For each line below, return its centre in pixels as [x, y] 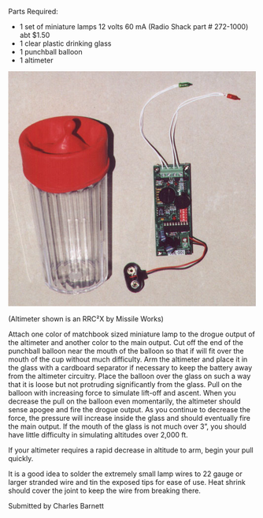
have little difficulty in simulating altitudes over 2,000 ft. [98, 435]
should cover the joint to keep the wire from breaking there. [104, 490]
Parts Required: [33, 11]
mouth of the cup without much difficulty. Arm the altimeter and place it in [128, 359]
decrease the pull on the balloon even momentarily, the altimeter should [124, 401]
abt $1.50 [35, 35]
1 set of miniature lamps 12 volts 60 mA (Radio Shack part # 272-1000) [134, 26]
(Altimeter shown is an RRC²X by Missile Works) [86, 319]
